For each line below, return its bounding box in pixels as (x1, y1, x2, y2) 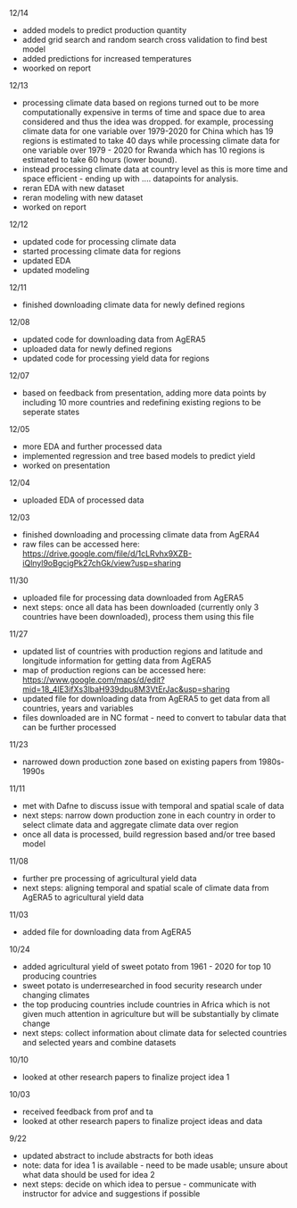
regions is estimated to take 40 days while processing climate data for (21, 136, 280, 146)
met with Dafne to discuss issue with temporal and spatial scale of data (21, 801, 285, 811)
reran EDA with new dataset (21, 183, 125, 193)
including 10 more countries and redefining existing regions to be (21, 397, 261, 407)
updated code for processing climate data (21, 237, 177, 246)
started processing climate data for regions (21, 246, 181, 256)
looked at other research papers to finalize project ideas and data (21, 1116, 263, 1126)
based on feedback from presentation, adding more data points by (21, 387, 267, 398)
